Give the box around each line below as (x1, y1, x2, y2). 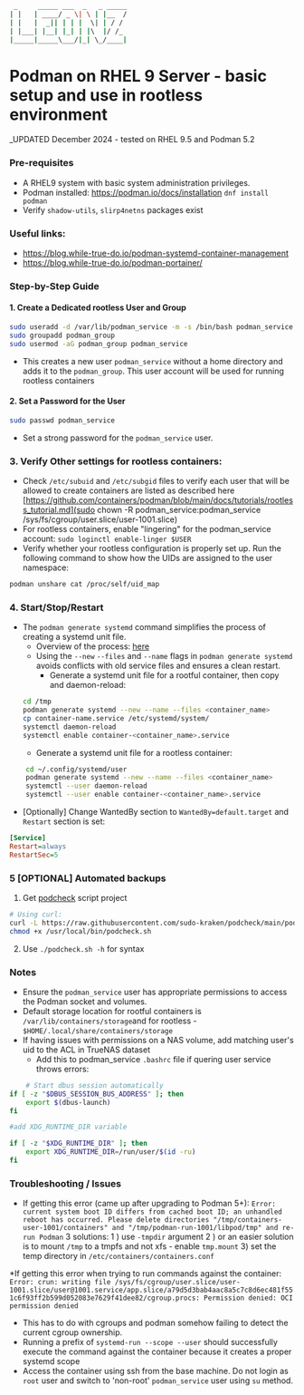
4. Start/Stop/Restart (9, 601, 104, 614)
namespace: (22, 562, 70, 573)
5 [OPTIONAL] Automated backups (9, 872, 166, 885)
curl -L (9, 918, 39, 927)
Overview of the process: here (35, 641, 150, 652)
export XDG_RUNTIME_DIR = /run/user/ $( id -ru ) (25, 1148, 196, 1157)
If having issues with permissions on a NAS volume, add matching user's (22, 1034, 294, 1045)
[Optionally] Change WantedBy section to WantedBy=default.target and (22, 807, 290, 818)
